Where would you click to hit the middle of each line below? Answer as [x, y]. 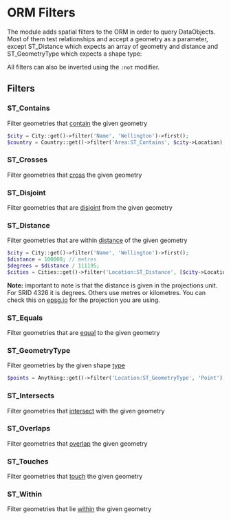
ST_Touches [28, 461]
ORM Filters [41, 13]
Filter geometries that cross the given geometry [75, 175]
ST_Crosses [27, 160]
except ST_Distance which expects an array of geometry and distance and [113, 46]
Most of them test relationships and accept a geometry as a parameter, [108, 39]
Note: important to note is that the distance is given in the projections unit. [112, 285]
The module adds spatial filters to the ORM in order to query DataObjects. [111, 32]
